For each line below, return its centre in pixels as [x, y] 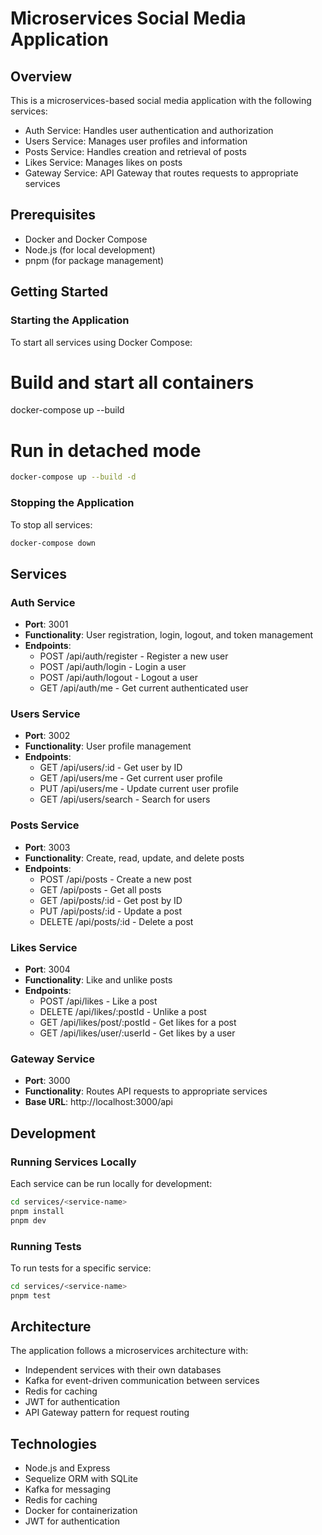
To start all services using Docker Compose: [101, 342]
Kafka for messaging [68, 1489]
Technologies [54, 1443]
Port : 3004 [47, 969]
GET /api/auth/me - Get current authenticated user [144, 688]
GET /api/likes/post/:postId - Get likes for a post [138, 1022]
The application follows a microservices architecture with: [129, 1351]
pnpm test [31, 1295]
